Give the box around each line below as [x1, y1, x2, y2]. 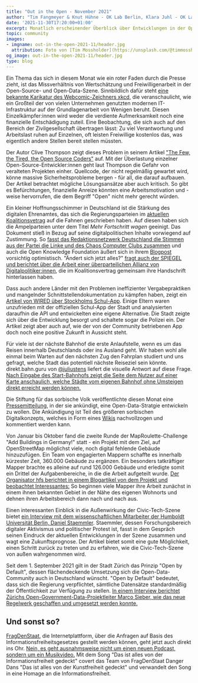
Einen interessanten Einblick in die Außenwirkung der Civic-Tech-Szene [6, 506, 181, 513]
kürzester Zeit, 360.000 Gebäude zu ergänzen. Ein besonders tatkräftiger [6, 457, 184, 464]
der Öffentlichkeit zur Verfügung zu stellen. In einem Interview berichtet [6, 587, 180, 594]
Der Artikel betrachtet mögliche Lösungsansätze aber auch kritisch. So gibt [6, 180, 189, 187]
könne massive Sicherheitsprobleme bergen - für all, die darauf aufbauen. [6, 174, 186, 181]
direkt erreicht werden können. [6, 384, 81, 391]
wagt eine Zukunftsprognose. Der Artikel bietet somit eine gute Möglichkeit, [6, 538, 190, 545]
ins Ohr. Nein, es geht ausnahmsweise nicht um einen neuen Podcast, [6, 645, 176, 652]
